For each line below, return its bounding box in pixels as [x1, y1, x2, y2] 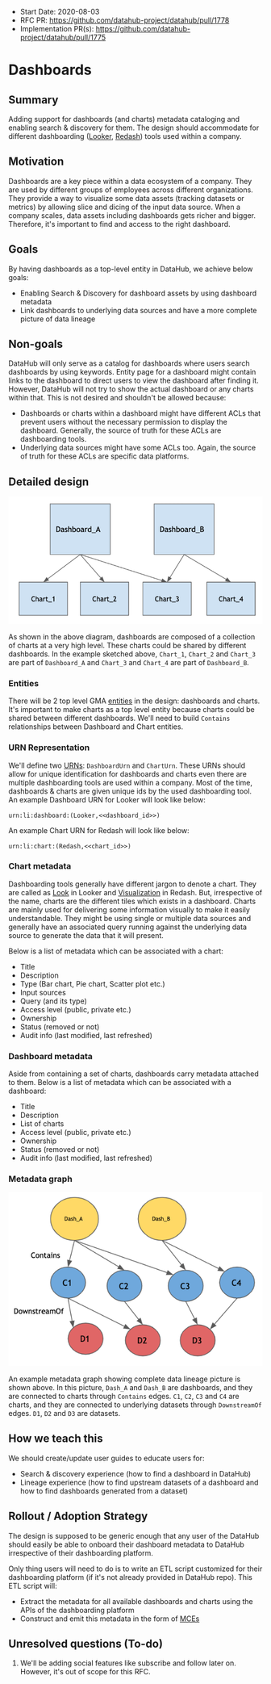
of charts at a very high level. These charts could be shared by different [8, 640, 247, 650]
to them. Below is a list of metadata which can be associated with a [8, 1078, 231, 1087]
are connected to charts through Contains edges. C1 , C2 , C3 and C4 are [8, 1391, 240, 1401]
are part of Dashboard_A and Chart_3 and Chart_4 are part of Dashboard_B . [8, 657, 250, 667]
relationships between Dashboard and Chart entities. [8, 722, 184, 731]
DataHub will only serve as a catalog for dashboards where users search [8, 358, 250, 368]
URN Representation [8, 742, 90, 753]
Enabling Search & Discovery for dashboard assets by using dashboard [19, 288, 257, 298]
